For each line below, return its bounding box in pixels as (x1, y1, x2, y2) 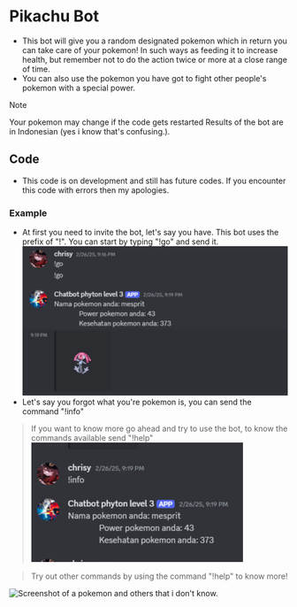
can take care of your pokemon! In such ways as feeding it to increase (21, 44, 278, 55)
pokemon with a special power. (21, 82, 135, 93)
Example (9, 206, 48, 219)
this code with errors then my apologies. (21, 184, 170, 196)
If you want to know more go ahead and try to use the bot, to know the (30, 423, 288, 434)
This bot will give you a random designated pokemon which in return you (21, 35, 287, 46)
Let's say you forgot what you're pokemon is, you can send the (21, 396, 252, 408)
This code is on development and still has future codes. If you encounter (21, 175, 286, 186)
